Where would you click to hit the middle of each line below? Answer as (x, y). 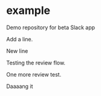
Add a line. (20, 39)
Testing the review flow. (36, 63)
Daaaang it (20, 86)
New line (17, 51)
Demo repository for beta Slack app (51, 27)
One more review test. (34, 74)
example (28, 11)
